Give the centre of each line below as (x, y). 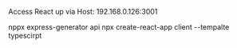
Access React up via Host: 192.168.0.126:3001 (83, 12)
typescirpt (25, 36)
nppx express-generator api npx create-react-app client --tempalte (119, 27)
